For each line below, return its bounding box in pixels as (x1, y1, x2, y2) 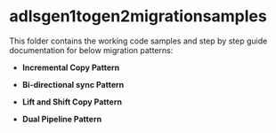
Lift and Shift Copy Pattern (21, 96, 123, 107)
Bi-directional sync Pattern (21, 79, 125, 90)
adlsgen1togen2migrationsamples (9, 6, 267, 27)
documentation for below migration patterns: (9, 44, 174, 55)
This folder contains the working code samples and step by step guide (9, 35, 268, 46)
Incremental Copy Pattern (21, 62, 120, 73)
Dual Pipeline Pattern (21, 113, 102, 124)
